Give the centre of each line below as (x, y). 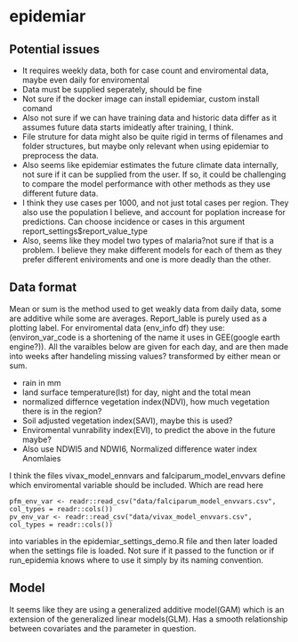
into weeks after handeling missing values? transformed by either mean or (145, 356)
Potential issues (55, 49)
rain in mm (41, 382)
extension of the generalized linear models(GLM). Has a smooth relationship (149, 619)
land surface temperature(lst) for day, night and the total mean (137, 392)
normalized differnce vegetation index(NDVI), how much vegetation (145, 401)
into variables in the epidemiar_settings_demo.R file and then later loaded (143, 541)
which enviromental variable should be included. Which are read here (137, 485)
